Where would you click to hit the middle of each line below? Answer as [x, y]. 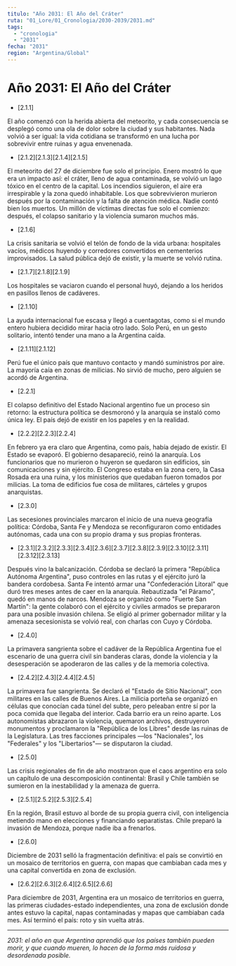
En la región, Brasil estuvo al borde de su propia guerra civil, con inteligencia [118, 813]
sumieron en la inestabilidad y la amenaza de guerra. [84, 786]
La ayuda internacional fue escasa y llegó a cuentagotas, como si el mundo [116, 320]
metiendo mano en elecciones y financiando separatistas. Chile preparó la [115, 820]
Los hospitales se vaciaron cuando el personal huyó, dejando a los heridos [115, 285]
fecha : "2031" [28, 47]
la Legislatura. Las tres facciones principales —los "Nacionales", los [105, 736]
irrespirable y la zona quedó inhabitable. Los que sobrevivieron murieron [112, 193]
